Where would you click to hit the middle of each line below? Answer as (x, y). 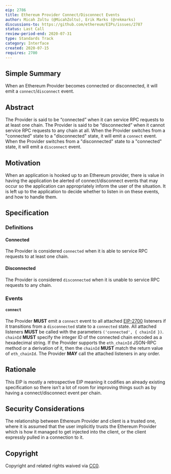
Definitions (19, 228)
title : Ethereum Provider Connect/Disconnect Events (63, 15)
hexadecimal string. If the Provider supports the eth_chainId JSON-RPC (81, 343)
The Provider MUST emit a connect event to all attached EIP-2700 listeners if (86, 321)
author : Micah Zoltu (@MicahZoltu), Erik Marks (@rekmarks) (71, 19)
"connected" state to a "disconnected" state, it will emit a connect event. (81, 136)
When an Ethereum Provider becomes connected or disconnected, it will (81, 86)
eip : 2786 (16, 10)
